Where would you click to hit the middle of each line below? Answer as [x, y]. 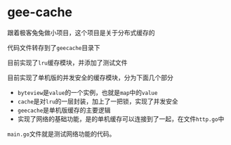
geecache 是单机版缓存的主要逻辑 [64, 110]
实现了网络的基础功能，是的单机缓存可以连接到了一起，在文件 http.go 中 [121, 119]
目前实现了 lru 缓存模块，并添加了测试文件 [67, 62]
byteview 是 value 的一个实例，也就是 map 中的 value [87, 92]
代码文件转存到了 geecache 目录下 [54, 47]
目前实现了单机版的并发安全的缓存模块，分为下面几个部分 [90, 77]
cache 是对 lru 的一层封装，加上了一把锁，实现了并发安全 [98, 101]
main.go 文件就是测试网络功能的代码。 [61, 134]
